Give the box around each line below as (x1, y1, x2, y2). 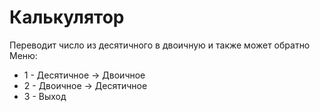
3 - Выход (23, 90, 67, 102)
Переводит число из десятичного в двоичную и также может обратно (9, 39, 311, 51)
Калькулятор (9, 6, 125, 29)
